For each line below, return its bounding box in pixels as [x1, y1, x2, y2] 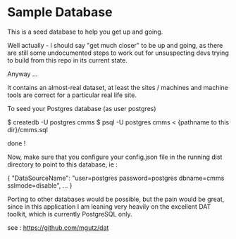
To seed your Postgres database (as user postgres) [7, 104, 156, 112]
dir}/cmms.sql [7, 125, 48, 134]
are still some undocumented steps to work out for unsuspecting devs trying [7, 49, 229, 57]
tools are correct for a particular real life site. [7, 91, 137, 99]
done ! [7, 138, 26, 148]
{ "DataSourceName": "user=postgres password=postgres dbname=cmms [7, 174, 225, 182]
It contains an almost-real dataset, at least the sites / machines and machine [7, 83, 229, 91]
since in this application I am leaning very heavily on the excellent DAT [7, 202, 211, 211]
